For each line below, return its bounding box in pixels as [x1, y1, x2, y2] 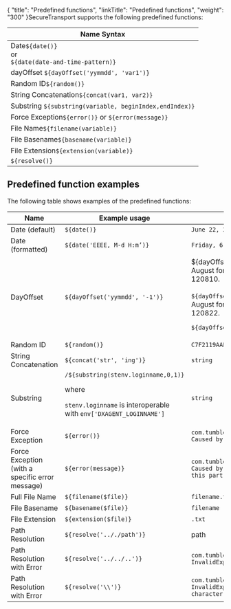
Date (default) [10, 225, 56, 234]
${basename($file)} [65, 505, 129, 512]
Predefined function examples [7, 179, 140, 190]
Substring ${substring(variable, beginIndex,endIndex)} [10, 101, 195, 111]
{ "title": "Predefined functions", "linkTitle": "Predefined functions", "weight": [7, 6, 224, 14]
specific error [10, 472, 54, 482]
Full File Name [10, 492, 56, 502]
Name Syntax [80, 30, 126, 38]
